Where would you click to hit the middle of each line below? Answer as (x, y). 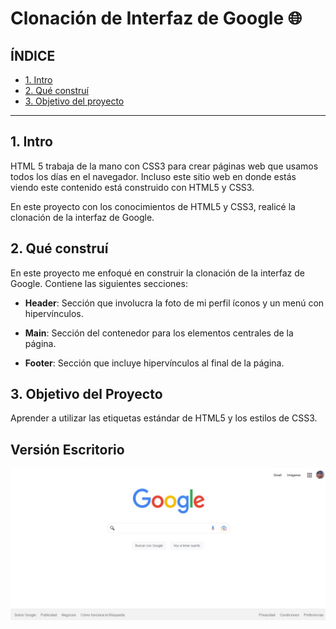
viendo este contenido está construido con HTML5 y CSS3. (132, 187)
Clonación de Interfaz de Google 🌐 (156, 18)
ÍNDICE (33, 55)
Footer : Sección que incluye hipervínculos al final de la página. (154, 363)
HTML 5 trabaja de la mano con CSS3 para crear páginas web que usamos (164, 166)
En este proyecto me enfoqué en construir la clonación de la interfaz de (157, 273)
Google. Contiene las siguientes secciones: (99, 283)
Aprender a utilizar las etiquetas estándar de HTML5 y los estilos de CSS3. (164, 418)
